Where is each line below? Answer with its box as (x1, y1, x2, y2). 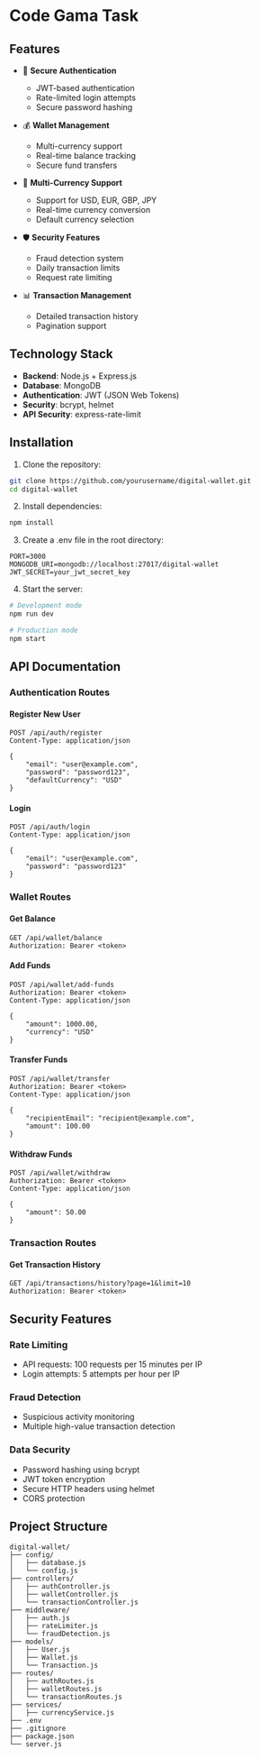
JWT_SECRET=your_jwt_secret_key (9, 568, 130, 577)
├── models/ (9, 1637, 54, 1646)
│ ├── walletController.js (9, 1590, 119, 1599)
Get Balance (9, 912, 56, 924)
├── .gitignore (9, 1724, 67, 1734)
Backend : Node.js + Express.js (22, 371, 138, 381)
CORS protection (22, 1493, 85, 1504)
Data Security (9, 1443, 71, 1456)
